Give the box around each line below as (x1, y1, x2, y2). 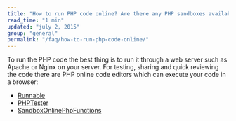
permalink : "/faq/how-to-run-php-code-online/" (7, 36, 150, 43)
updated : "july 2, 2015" (7, 23, 80, 30)
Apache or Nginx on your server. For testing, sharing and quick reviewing (7, 63, 219, 71)
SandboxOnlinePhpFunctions (17, 106, 102, 115)
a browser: (7, 78, 39, 86)
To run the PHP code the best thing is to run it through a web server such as (7, 55, 228, 64)
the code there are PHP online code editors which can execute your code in (7, 71, 226, 79)
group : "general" (7, 29, 58, 37)
